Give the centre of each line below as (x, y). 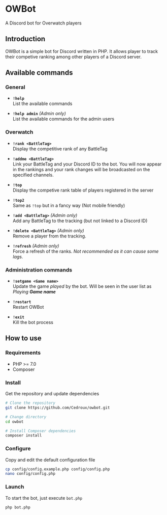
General (15, 87)
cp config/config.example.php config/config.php (58, 469)
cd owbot (14, 422)
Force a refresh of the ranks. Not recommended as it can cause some (86, 251)
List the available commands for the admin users (63, 119)
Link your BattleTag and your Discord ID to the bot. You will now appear (87, 164)
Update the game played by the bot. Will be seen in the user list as (82, 286)
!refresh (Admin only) (36, 246)
